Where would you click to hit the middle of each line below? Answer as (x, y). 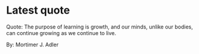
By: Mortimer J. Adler (32, 45)
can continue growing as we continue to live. (61, 33)
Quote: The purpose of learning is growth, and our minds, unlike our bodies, (99, 27)
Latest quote (38, 10)
